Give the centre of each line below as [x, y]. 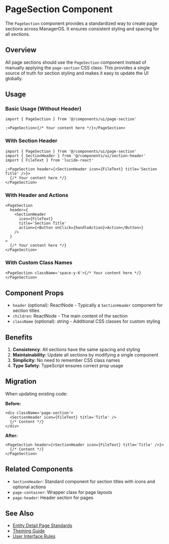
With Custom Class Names [39, 262]
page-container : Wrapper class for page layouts [62, 492]
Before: [13, 403]
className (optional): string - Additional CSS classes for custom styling [86, 321]
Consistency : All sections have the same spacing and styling [76, 349]
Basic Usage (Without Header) [44, 109]
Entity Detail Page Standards [42, 526]
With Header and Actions [37, 195]
